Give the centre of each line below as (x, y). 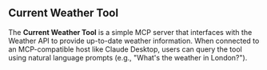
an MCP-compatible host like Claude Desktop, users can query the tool (125, 49)
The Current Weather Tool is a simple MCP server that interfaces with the (130, 32)
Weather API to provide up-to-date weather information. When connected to (134, 41)
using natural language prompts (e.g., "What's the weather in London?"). (128, 57)
